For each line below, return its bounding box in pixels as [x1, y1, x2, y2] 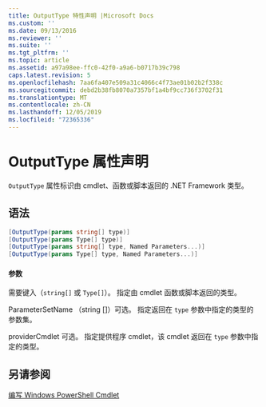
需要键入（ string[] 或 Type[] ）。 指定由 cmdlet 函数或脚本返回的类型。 [8, 288, 241, 297]
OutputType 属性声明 [8, 153, 149, 171]
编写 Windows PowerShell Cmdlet [8, 390, 120, 400]
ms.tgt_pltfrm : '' [8, 49, 69, 57]
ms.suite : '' [8, 42, 52, 50]
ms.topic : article [8, 57, 69, 65]
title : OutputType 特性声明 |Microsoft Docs [8, 11, 154, 20]
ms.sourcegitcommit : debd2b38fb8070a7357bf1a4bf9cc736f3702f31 [8, 86, 224, 94]
